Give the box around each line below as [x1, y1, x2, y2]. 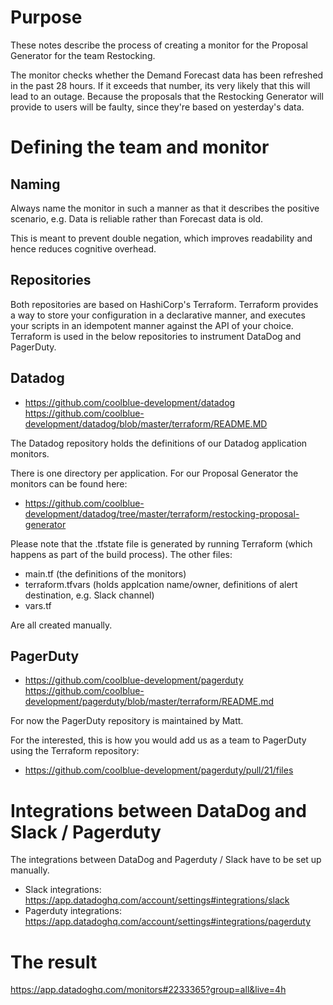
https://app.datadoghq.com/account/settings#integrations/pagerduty [24, 916, 312, 928]
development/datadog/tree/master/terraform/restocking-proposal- [24, 507, 300, 520]
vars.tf [24, 599, 52, 611]
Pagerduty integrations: [24, 905, 122, 917]
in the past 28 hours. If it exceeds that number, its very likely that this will [10, 79, 311, 91]
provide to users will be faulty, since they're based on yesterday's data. [10, 101, 305, 113]
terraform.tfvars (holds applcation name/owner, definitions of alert [24, 578, 298, 590]
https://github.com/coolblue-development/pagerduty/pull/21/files [24, 764, 294, 776]
